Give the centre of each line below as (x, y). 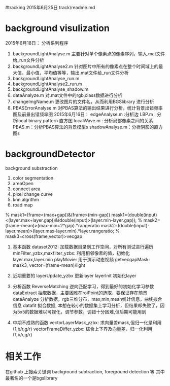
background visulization (58, 28)
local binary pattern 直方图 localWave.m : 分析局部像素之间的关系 (85, 120)
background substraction (31, 168)
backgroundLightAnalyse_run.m (46, 78)
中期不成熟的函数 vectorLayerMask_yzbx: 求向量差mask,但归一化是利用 (87, 322)
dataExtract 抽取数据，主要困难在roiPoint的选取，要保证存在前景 (80, 293)
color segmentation (33, 178)
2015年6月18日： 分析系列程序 (37, 43)
